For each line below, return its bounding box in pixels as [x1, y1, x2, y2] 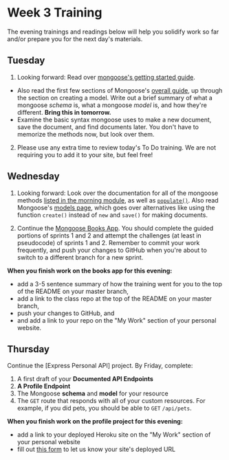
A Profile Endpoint [17, 382, 71, 391]
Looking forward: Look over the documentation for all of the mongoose [17, 189, 219, 197]
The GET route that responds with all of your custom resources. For [17, 397, 206, 405]
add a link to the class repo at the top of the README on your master [17, 294, 212, 303]
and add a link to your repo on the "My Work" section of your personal [17, 316, 217, 324]
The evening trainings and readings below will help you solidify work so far [7, 27, 219, 36]
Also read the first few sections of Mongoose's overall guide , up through [17, 86, 223, 94]
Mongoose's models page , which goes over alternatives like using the [17, 203, 215, 211]
